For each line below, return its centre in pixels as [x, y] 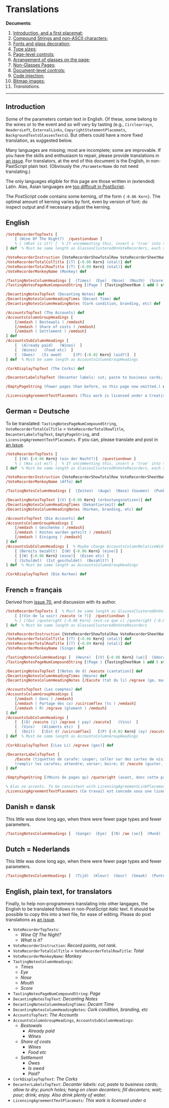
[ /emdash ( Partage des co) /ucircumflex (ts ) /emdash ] [75, 703]
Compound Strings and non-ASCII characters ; [60, 38]
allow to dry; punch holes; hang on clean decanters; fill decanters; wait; [88, 1090]
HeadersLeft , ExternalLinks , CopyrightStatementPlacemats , [66, 130]
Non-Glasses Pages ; [34, 65]
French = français [34, 590]
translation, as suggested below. [39, 140]
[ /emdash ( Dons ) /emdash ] [44, 699]
